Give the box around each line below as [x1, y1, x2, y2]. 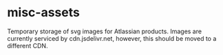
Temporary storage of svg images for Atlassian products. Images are [7, 27, 202, 35]
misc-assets [7, 5, 81, 20]
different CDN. [7, 41, 48, 50]
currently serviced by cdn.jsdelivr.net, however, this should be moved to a [7, 34, 217, 42]
